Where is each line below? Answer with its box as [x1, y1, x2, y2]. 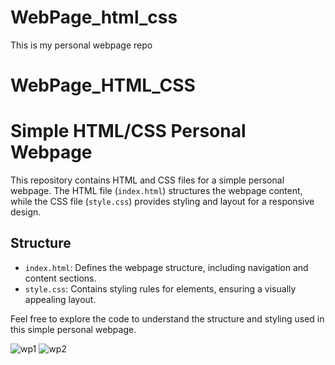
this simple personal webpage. [10, 323, 137, 335]
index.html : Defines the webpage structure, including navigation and [24, 261, 309, 273]
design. [10, 206, 42, 218]
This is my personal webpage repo [10, 39, 153, 51]
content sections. [24, 272, 97, 284]
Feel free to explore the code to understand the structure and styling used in [10, 312, 325, 325]
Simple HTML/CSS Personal [10, 120, 247, 143]
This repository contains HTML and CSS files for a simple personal [10, 174, 285, 186]
